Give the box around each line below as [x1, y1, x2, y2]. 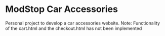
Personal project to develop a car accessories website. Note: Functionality [5, 20, 160, 26]
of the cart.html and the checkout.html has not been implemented [5, 25, 142, 31]
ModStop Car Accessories [5, 3, 118, 15]
